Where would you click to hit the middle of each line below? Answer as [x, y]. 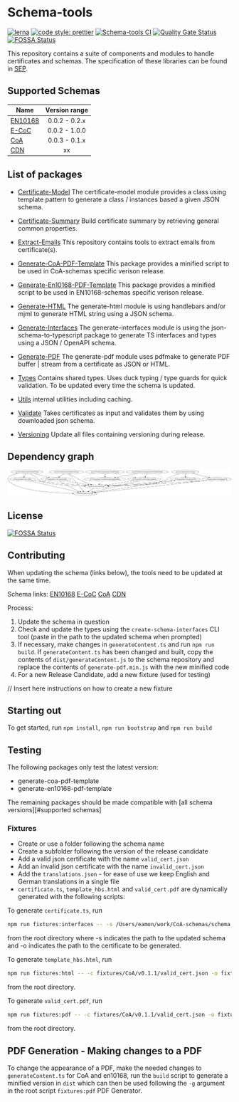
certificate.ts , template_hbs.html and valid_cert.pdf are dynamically [122, 889]
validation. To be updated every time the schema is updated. [106, 385]
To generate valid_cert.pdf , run [55, 1001]
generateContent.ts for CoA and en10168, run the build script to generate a [118, 1075]
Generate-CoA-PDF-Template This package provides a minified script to [123, 263]
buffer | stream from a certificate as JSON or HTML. [94, 364]
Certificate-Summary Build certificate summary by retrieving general [118, 221]
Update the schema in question [64, 621]
